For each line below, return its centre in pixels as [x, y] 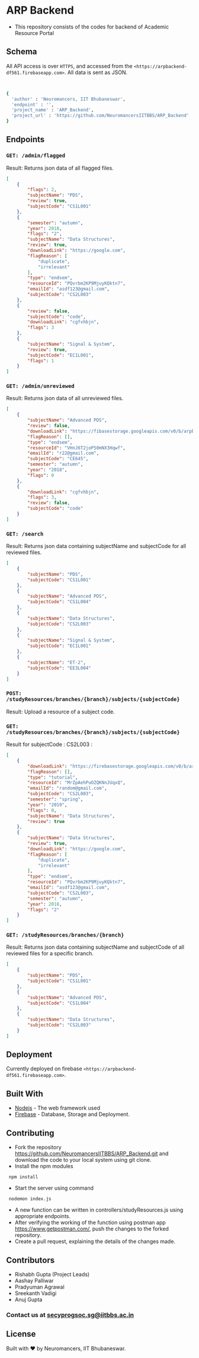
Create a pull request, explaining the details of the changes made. [95, 1241]
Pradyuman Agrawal [40, 1287]
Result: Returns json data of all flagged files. [60, 168]
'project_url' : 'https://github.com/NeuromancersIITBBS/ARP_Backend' [100, 116]
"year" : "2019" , [47, 805]
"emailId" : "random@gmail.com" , [68, 788]
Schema [22, 52]
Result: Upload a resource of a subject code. [61, 712]
